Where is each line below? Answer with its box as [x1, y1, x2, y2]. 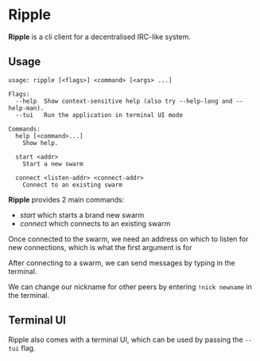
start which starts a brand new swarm [19, 210, 145, 220]
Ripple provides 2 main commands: [8, 194, 125, 204]
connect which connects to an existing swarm [19, 218, 171, 228]
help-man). [8, 104, 45, 112]
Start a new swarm [22, 159, 83, 168]
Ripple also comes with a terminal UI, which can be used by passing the [8, 335, 244, 344]
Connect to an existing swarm [22, 181, 123, 189]
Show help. [22, 139, 59, 147]
